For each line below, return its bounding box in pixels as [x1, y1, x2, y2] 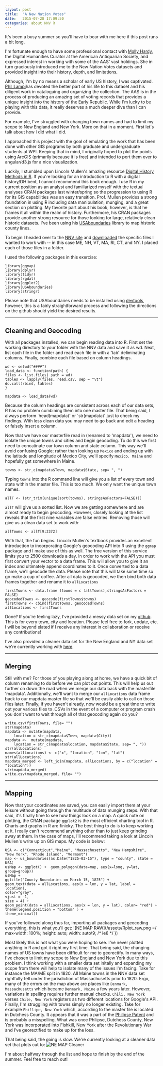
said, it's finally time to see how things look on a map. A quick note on [5, 812, 145, 818]
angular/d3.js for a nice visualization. [5, 159, 79, 165]
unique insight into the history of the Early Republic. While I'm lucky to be [5, 99, 151, 105]
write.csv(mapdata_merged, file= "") [5, 772, 81, 776]
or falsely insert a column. [5, 423, 57, 429]
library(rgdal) [5, 276, 36, 281]
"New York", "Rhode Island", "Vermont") [5, 852, 88, 856]
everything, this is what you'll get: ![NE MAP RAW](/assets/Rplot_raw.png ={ [5, 925, 157, 931]
